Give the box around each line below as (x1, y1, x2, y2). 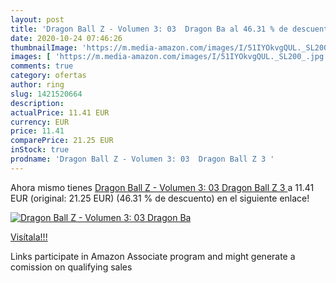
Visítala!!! (10, 231, 48, 243)
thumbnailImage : (10, 42, 78, 53)
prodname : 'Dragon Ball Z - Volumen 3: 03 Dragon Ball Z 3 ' (10, 154, 275, 164)
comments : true (10, 61, 74, 71)
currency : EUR (10, 117, 70, 127)
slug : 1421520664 (10, 89, 83, 99)
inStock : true (10, 145, 70, 155)
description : (10, 98, 65, 108)
